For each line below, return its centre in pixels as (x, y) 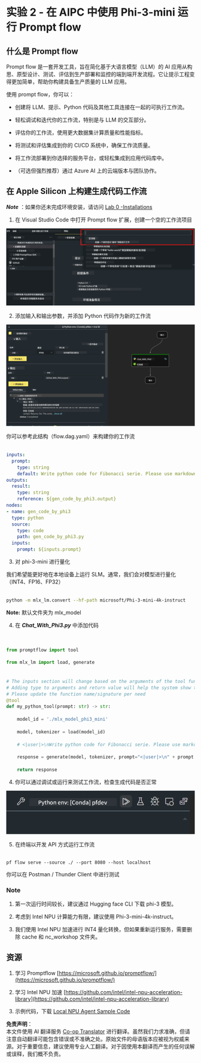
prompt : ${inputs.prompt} (49, 549)
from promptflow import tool (42, 650)
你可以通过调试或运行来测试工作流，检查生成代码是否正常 (86, 782)
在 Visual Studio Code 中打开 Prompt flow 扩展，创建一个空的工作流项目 (103, 220)
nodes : (14, 505)
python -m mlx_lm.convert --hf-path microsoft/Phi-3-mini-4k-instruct (96, 600)
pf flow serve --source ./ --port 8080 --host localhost (79, 862)
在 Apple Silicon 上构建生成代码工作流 (77, 191)
